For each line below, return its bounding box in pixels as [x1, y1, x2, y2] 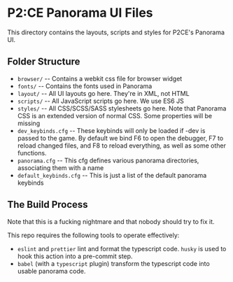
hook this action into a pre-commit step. [17, 252, 133, 260]
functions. [17, 148, 47, 157]
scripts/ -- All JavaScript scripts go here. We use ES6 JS [17, 97, 184, 105]
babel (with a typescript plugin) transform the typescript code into [17, 259, 210, 267]
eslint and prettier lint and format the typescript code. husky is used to [17, 244, 227, 253]
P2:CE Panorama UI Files [7, 5, 153, 21]
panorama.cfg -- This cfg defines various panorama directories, [17, 156, 199, 164]
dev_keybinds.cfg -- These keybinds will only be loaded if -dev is [17, 126, 206, 134]
